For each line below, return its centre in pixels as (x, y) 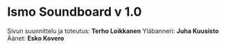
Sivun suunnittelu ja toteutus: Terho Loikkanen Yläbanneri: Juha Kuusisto (113, 31)
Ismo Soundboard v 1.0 (75, 12)
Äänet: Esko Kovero (36, 38)
